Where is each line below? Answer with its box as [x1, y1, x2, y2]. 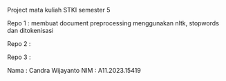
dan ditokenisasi [7, 27, 54, 34]
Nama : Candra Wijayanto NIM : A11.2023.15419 [7, 67, 142, 74]
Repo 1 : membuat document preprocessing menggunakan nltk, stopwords [7, 19, 220, 27]
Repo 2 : [7, 40, 31, 47]
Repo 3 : [7, 53, 31, 61]
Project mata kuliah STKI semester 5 [7, 6, 111, 14]
